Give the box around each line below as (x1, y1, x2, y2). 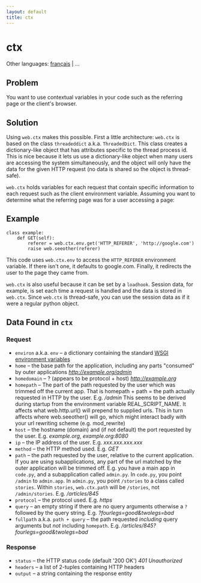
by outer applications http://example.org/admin (14, 368, 132, 375)
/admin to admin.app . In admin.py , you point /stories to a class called (14, 477, 184, 484)
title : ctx (6, 14, 34, 20)
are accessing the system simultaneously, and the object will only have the (6, 159, 191, 166)
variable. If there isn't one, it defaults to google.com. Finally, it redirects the (6, 263, 192, 270)
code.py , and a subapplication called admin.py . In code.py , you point (14, 470, 182, 478)
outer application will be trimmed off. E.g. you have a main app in (14, 464, 175, 472)
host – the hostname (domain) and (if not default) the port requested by (14, 426, 192, 433)
